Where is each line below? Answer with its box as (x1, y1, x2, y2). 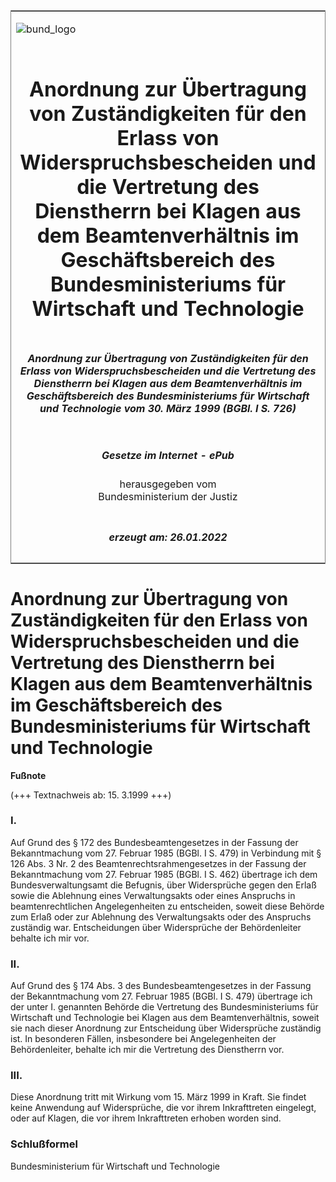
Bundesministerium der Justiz (98, 490, 238, 504)
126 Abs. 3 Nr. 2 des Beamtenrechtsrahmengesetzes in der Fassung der (10, 857, 307, 869)
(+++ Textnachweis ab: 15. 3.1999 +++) (10, 789, 172, 801)
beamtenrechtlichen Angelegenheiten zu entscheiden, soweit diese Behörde (10, 900, 325, 912)
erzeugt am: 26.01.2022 (108, 530, 228, 544)
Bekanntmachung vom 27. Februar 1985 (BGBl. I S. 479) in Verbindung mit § (10, 847, 322, 859)
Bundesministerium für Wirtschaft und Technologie (10, 1160, 220, 1172)
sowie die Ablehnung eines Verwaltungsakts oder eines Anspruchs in (10, 889, 296, 901)
